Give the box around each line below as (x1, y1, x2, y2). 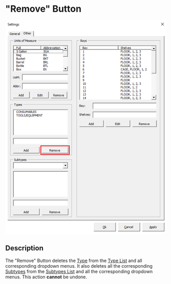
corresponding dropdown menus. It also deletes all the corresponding (5, 263, 153, 269)
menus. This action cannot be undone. (5, 274, 88, 280)
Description (5, 244, 44, 253)
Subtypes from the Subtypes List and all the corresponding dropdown (5, 268, 153, 274)
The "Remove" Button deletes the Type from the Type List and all (5, 257, 142, 264)
